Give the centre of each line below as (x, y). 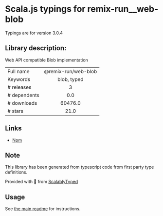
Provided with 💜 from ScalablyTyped (42, 182)
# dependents (24, 95)
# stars (15, 111)
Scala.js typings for (45, 9)
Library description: (36, 48)
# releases (19, 87)
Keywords (19, 79)
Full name (19, 71)
